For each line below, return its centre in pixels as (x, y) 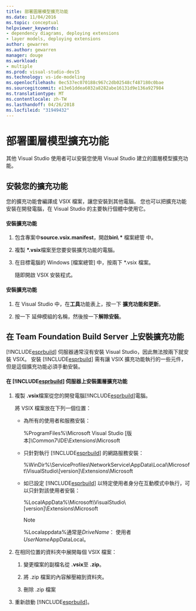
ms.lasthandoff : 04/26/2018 (40, 104)
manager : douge (25, 55)
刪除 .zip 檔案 (40, 589)
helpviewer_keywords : (33, 28)
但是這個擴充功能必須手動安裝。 (45, 367)
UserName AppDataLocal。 (56, 539)
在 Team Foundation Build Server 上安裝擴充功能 (95, 336)
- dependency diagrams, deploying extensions (62, 34)
